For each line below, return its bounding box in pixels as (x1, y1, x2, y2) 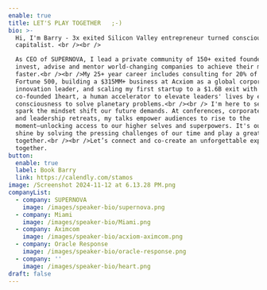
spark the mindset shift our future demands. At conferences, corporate (15, 107, 261, 115)
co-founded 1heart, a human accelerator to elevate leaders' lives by (15, 92, 254, 100)
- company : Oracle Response (15, 240, 109, 249)
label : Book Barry (15, 166, 77, 175)
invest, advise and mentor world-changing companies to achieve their (15, 63, 254, 72)
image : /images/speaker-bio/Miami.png (22, 218, 151, 226)
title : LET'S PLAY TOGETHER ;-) (8, 19, 123, 27)
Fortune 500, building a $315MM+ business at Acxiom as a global (15, 77, 237, 86)
